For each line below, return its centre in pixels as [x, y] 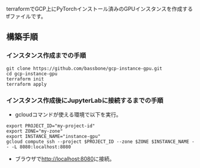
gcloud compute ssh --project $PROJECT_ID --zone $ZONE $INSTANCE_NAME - [101, 142]
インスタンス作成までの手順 [46, 56]
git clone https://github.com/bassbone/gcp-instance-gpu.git [84, 68]
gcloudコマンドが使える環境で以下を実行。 [68, 114]
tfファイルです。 [26, 16]
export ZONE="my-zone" [35, 131]
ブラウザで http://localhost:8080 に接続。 [65, 158]
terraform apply [26, 84]
